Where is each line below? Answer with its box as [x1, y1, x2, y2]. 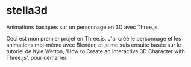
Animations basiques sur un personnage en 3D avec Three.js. [6, 23, 160, 31]
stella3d [6, 4, 48, 17]
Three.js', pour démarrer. [6, 54, 68, 61]
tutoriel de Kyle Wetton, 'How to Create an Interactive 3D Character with [6, 47, 185, 54]
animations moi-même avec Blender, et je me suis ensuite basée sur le [6, 41, 181, 48]
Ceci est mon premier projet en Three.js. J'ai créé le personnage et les [6, 35, 182, 42]
